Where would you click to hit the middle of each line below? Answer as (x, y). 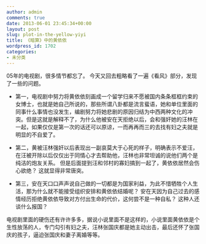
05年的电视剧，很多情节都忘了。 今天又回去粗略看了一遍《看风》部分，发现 (102, 76)
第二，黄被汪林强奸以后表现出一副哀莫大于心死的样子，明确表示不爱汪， (106, 147)
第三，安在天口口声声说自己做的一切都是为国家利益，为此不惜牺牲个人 (104, 183)
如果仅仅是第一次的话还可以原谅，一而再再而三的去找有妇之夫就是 (115, 127)
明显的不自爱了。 (37, 135)
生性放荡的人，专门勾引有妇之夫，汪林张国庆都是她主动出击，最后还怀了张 (100, 227)
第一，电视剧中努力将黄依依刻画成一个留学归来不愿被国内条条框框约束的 (106, 96)
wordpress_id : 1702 (31, 46)
